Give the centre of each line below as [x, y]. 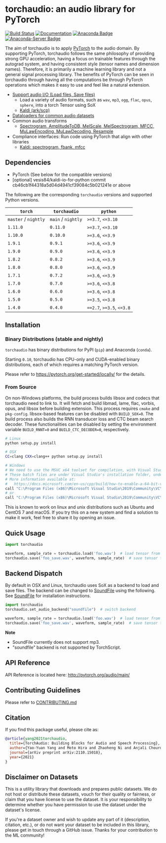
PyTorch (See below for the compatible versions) [62, 175]
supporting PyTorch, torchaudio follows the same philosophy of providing [80, 53]
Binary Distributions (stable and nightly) [54, 339]
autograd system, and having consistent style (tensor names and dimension [82, 64]
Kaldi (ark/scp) [35, 110]
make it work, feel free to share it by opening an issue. [60, 518]
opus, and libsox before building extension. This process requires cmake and [82, 408]
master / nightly [26, 219]
